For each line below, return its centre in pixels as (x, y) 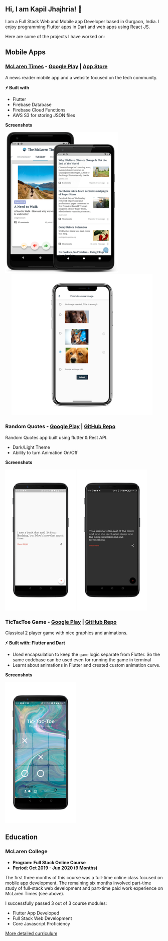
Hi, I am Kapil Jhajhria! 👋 (44, 9)
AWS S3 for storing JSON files (44, 115)
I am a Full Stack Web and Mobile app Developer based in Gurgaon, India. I (82, 21)
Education (22, 837)
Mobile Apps (26, 52)
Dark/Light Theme (31, 447)
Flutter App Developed (36, 913)
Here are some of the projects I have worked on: (55, 36)
